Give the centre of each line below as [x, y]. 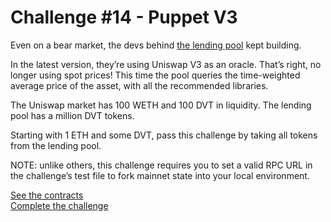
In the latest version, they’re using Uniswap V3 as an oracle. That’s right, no [166, 64]
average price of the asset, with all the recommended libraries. [139, 85]
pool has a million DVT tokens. [72, 115]
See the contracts [47, 195]
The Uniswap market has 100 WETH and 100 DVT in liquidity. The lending [161, 105]
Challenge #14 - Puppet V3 [124, 17]
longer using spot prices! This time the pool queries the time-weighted [155, 75]
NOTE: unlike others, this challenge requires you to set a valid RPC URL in [161, 165]
